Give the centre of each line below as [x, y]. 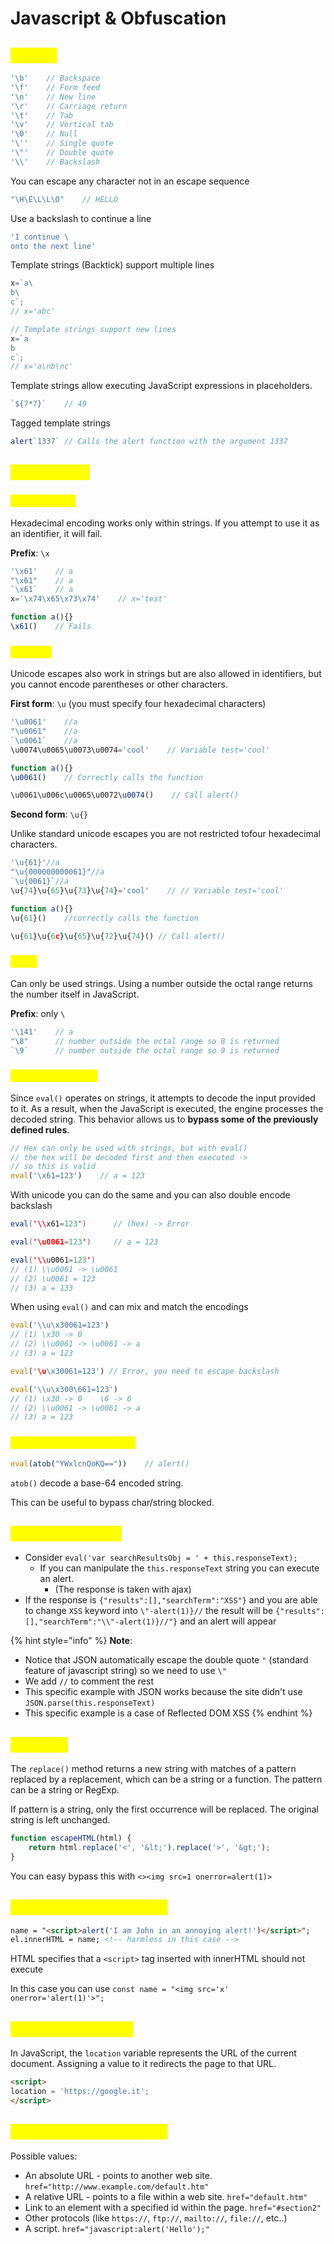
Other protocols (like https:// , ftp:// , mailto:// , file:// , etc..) [156, 2218]
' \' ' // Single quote [62, 143]
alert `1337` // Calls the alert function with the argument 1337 [149, 442]
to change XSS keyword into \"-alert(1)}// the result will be [149, 1611]
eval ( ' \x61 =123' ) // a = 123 [77, 1176]
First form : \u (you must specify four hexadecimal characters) [138, 704]
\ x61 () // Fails [51, 627]
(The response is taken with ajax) [123, 1589]
